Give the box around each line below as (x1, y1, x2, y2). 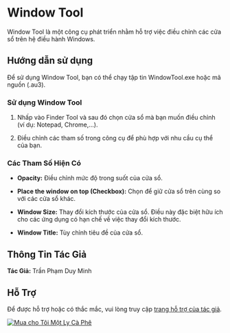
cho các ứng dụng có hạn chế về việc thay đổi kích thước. (16, 215, 181, 224)
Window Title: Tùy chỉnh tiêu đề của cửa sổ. (16, 228, 143, 237)
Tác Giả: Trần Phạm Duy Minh (7, 267, 92, 275)
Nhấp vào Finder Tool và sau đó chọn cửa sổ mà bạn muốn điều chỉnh (16, 114, 216, 122)
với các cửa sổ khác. (16, 195, 76, 203)
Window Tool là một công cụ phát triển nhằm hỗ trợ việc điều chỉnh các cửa (7, 28, 222, 36)
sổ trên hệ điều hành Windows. (7, 34, 95, 43)
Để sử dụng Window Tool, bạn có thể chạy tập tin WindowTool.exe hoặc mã (7, 73, 221, 81)
